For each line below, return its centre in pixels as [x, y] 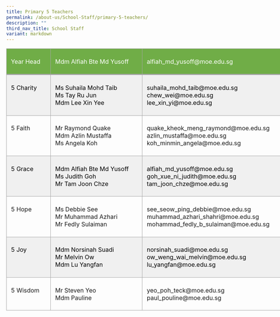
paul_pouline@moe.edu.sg [184, 298]
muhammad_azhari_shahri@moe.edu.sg [203, 217]
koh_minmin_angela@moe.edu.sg [194, 143]
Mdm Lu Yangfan [79, 265]
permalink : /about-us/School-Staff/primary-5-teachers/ [77, 17]
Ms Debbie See [76, 209]
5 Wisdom [25, 290]
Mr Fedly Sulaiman [81, 224]
